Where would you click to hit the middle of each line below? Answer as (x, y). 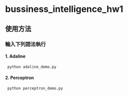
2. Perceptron (20, 78)
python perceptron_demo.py (35, 88)
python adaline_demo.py (32, 67)
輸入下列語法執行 (26, 44)
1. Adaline (15, 56)
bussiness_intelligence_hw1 (64, 9)
